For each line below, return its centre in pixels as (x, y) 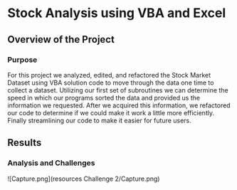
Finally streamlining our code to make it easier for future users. (99, 120)
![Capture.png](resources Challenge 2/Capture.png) (84, 179)
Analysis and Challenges (51, 163)
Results (25, 143)
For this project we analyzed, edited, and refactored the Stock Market (109, 75)
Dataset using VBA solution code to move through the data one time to (111, 83)
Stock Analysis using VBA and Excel (117, 13)
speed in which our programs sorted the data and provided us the (104, 97)
